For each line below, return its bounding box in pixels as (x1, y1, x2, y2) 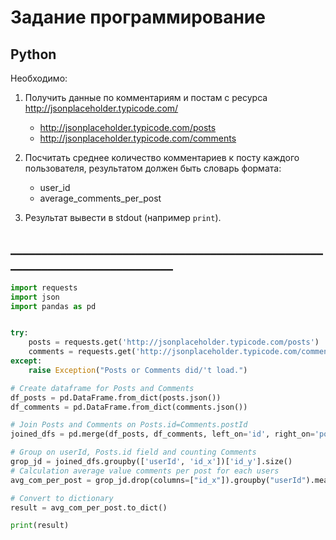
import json (10, 292, 60, 302)
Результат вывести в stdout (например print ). (24, 212, 222, 223)
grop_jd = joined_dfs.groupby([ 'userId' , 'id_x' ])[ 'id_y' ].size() (10, 457, 293, 467)
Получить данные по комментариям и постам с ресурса (24, 92, 268, 103)
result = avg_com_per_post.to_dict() (10, 502, 168, 513)
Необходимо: (10, 72, 68, 84)
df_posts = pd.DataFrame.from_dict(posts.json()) (10, 392, 222, 403)
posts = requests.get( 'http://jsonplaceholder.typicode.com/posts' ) (28, 337, 320, 348)
